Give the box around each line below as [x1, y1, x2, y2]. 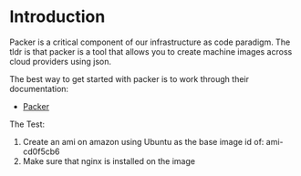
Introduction [9, 6, 106, 27]
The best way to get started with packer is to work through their [9, 73, 249, 84]
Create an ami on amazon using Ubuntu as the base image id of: [22, 136, 265, 147]
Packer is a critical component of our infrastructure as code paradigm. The [9, 36, 291, 47]
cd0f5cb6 [22, 146, 60, 157]
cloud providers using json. [9, 56, 112, 67]
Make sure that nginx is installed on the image [22, 155, 196, 166]
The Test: [9, 119, 46, 129]
